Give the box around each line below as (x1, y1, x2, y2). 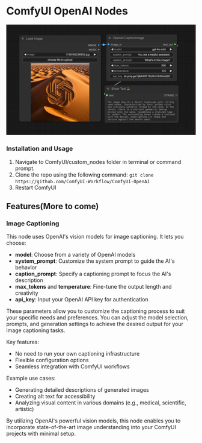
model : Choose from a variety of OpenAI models (14, 251, 136, 259)
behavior (14, 264, 37, 271)
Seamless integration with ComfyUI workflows (14, 363, 130, 370)
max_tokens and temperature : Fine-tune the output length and (14, 283, 173, 291)
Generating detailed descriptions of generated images (14, 386, 149, 394)
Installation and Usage (6, 145, 73, 153)
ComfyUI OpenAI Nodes (6, 4, 128, 18)
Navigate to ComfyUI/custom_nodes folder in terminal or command (14, 158, 182, 165)
